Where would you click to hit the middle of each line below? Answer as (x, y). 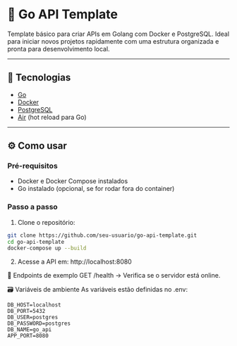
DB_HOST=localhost (34, 305)
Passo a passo (32, 207)
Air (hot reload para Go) (52, 117)
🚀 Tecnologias (39, 78)
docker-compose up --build (47, 248)
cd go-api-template (36, 242)
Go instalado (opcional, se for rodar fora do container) (96, 189)
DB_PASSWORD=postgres (39, 323)
